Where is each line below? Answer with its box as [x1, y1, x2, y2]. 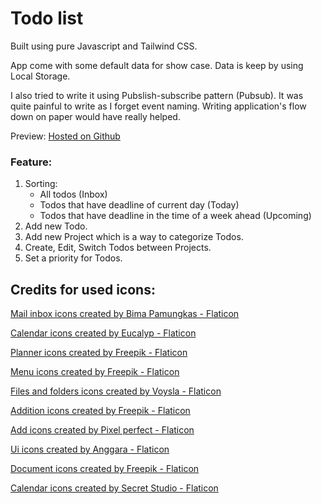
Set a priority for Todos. [24, 252, 123, 264]
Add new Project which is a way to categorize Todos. [24, 231, 244, 243]
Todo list [10, 7, 84, 30]
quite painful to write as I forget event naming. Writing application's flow [10, 100, 307, 112]
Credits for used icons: [10, 281, 156, 298]
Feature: [10, 155, 53, 169]
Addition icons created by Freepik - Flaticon [10, 405, 191, 417]
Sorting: [24, 178, 58, 190]
